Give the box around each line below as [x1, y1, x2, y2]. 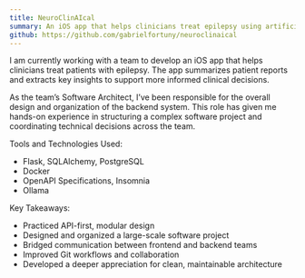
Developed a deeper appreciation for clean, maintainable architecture [22, 259, 283, 270]
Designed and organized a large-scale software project [22, 230, 230, 241]
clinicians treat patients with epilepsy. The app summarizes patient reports [9, 65, 289, 75]
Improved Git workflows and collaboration [22, 249, 180, 260]
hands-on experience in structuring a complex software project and [9, 111, 262, 123]
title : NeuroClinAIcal [9, 13, 95, 23]
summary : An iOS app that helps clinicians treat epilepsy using [9, 22, 261, 31]
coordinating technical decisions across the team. [9, 121, 196, 132]
